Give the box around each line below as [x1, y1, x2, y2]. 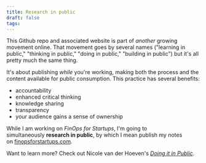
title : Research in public [6, 9, 76, 15]
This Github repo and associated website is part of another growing [6, 37, 178, 45]
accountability [15, 87, 52, 94]
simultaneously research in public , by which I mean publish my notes [6, 131, 183, 138]
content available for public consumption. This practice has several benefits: [6, 75, 200, 83]
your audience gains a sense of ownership [15, 113, 123, 120]
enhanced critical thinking [15, 93, 81, 101]
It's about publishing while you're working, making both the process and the [6, 69, 199, 76]
